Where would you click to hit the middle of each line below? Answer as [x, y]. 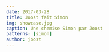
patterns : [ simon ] [29, 34]
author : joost [24, 39]
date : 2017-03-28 [28, 12]
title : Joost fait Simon [37, 17]
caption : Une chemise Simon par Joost [54, 28]
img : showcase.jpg [29, 23]
